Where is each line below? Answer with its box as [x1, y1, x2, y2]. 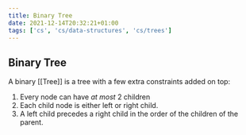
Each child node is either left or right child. [19, 101, 159, 110]
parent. [19, 118, 44, 127]
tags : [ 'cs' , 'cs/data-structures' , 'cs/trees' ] [8, 26, 172, 34]
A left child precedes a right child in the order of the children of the [19, 109, 239, 119]
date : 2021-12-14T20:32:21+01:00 [8, 19, 119, 27]
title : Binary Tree [8, 11, 73, 20]
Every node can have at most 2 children [19, 92, 151, 102]
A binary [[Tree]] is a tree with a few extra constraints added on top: [8, 77, 231, 87]
